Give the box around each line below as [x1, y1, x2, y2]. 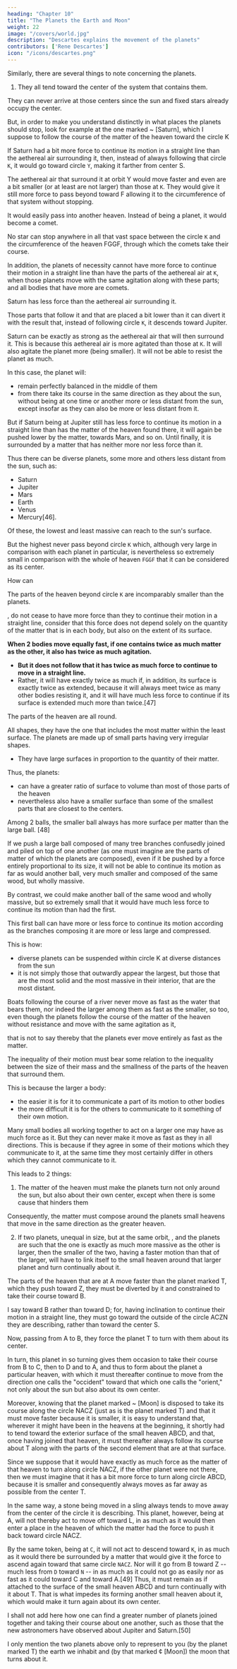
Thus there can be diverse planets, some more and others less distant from [7, 454, 226, 462]
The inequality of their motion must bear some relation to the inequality [7, 1054, 214, 1063]
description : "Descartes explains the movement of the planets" [7, 37, 200, 44]
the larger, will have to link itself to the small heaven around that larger [17, 1255, 221, 1264]
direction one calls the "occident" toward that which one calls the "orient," [7, 1378, 223, 1386]
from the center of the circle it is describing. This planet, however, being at [7, 1508, 224, 1517]
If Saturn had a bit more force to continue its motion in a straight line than [7, 146, 220, 155]
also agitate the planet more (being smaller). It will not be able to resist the [7, 347, 223, 355]
